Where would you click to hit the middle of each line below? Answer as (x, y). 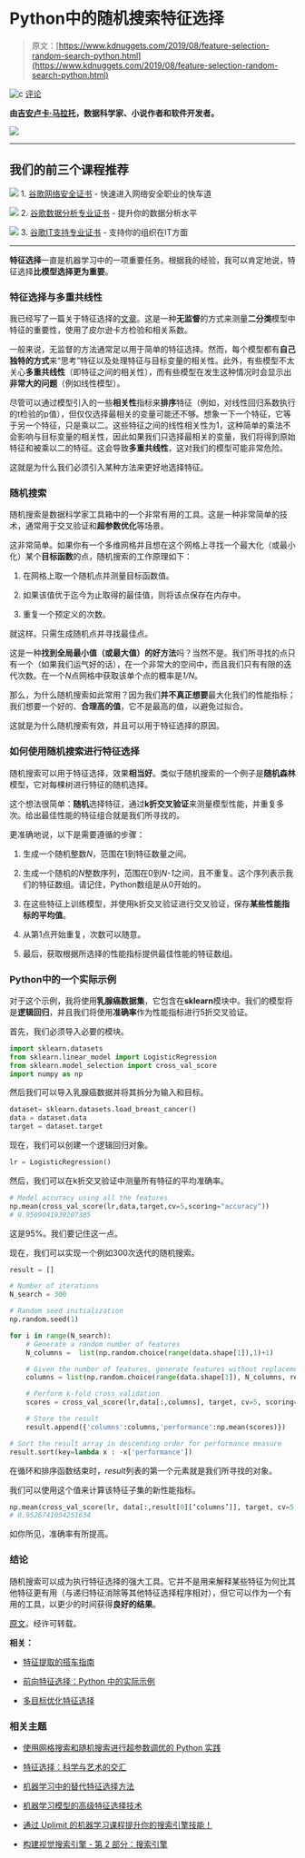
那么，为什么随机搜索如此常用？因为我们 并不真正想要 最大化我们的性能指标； (152, 695)
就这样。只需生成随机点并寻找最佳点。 (81, 634)
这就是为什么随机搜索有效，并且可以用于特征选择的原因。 (117, 726)
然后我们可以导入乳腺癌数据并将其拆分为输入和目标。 (109, 1092)
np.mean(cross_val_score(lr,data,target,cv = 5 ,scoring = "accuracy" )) (140, 1206)
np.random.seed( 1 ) (44, 1319)
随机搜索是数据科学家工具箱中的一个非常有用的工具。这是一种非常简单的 (144, 515)
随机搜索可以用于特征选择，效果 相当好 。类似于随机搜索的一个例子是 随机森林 (152, 773)
